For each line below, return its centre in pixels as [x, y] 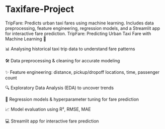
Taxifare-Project [40, 9]
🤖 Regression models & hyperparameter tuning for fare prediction [72, 99]
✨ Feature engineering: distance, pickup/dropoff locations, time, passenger [82, 72]
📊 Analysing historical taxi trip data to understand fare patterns [70, 49]
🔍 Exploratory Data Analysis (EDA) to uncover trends [60, 88]
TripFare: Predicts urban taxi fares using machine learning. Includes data [80, 23]
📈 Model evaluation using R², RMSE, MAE [48, 109]
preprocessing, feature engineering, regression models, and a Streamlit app [83, 28]
